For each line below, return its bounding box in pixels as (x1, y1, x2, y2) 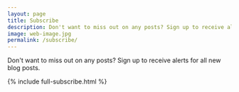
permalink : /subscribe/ (7, 37, 78, 44)
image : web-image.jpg (7, 30, 72, 38)
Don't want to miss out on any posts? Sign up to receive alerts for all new (7, 56, 221, 64)
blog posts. (7, 64, 41, 72)
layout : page (7, 10, 46, 18)
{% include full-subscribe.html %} (7, 77, 107, 86)
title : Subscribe (7, 17, 59, 24)
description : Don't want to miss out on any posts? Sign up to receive (7, 23, 224, 30)
